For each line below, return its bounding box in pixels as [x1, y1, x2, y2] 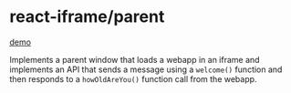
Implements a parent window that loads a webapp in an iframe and [9, 54, 260, 65]
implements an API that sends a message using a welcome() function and [9, 64, 283, 75]
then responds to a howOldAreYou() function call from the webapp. [9, 73, 257, 84]
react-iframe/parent [9, 6, 165, 27]
